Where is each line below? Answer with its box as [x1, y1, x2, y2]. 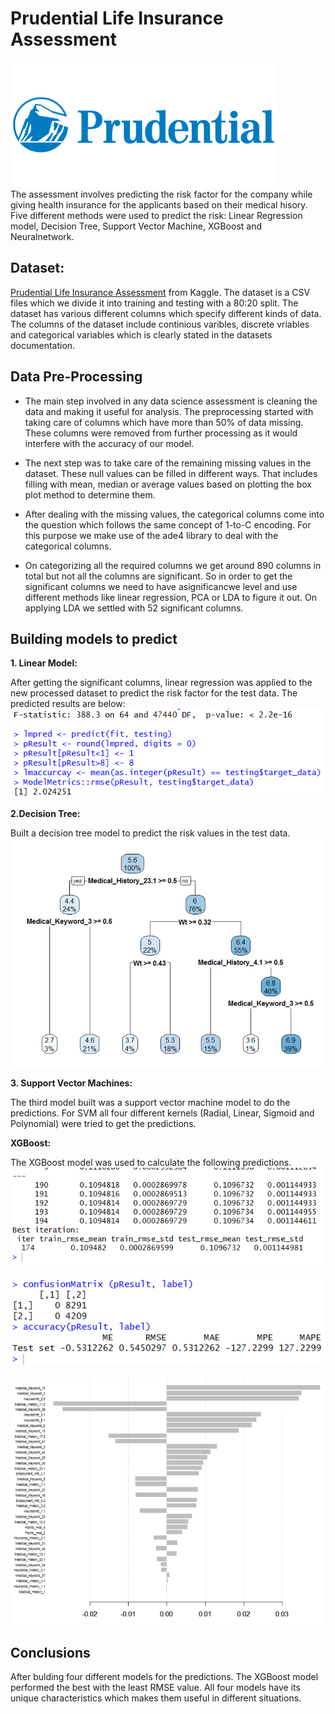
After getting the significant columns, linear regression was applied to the [10, 677, 313, 689]
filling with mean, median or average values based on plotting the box [24, 478, 312, 490]
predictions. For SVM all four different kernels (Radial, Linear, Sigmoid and [10, 1107, 315, 1119]
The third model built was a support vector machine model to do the [10, 1097, 291, 1109]
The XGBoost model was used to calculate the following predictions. [10, 1157, 292, 1169]
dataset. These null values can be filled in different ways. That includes [24, 467, 318, 479]
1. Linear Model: [10, 657, 78, 669]
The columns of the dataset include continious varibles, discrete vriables [10, 318, 310, 330]
